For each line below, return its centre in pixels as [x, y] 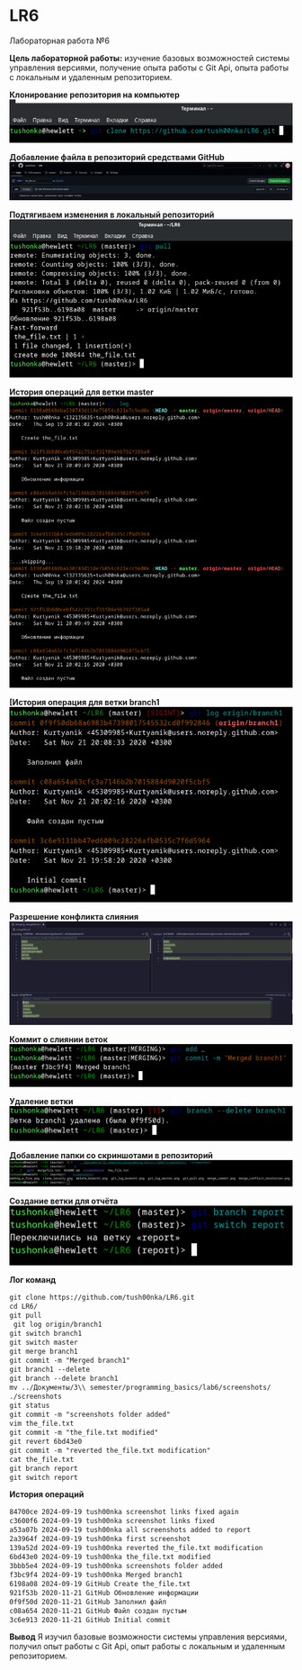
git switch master [44, 1342]
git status [30, 1405]
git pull [26, 1315]
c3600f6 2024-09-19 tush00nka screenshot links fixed [112, 1520]
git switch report [44, 1477]
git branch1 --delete [50, 1369]
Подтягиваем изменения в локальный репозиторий [112, 214]
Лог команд [33, 1279]
